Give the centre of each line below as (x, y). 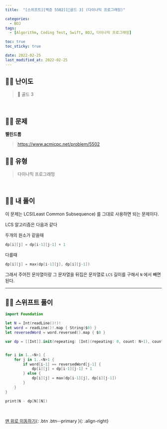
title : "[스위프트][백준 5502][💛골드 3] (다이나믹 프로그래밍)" (65, 10)
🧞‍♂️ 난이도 (19, 82)
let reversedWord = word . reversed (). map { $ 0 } (55, 333)
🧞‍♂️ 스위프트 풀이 (29, 303)
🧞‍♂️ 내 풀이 (20, 201)
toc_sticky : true (23, 46)
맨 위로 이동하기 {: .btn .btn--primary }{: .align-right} (57, 421)
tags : (11, 28)
